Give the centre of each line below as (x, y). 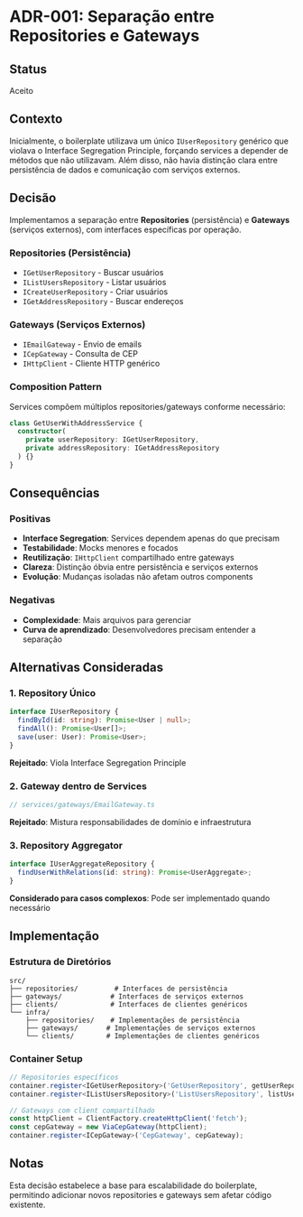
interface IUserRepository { (64, 712)
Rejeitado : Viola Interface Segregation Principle (98, 762)
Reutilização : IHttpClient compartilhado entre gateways (128, 558)
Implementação (54, 936)
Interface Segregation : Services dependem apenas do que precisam (151, 538)
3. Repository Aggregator (66, 845)
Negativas (32, 600)
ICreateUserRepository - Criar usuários (95, 292)
